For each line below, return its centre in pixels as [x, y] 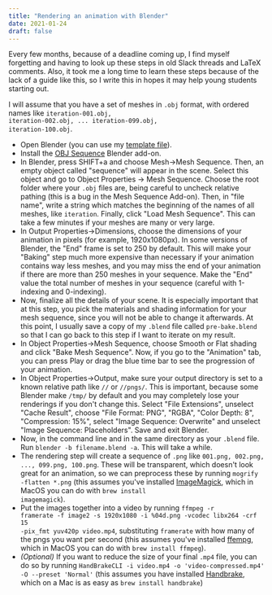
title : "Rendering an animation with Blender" [89, 16]
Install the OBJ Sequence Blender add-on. [91, 153]
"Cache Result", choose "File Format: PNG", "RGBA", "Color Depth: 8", [137, 413]
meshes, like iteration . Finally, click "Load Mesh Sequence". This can [138, 214]
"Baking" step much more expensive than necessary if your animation [137, 257]
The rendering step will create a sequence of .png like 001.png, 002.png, [142, 456]
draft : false [30, 31]
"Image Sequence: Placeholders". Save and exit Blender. [114, 430]
